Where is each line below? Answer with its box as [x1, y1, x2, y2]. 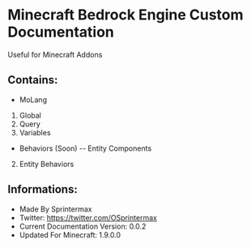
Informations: [7, 182, 78, 196]
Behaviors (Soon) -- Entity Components [19, 143, 152, 153]
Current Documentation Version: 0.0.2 [19, 221, 147, 231]
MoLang [19, 95, 48, 105]
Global [19, 110, 41, 120]
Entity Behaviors [19, 159, 74, 169]
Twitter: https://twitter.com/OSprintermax [19, 212, 157, 222]
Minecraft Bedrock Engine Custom [7, 6, 244, 24]
